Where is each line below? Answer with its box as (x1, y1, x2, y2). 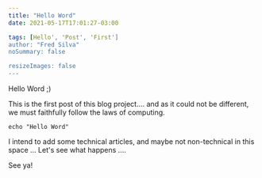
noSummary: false (8, 48, 66, 56)
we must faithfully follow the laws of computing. (8, 108, 165, 117)
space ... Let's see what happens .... (8, 146, 127, 154)
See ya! (8, 161, 33, 170)
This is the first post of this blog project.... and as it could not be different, (8, 100, 249, 108)
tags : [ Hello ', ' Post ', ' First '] (8, 33, 119, 41)
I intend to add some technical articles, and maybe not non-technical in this (8, 137, 255, 146)
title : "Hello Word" (8, 11, 77, 20)
